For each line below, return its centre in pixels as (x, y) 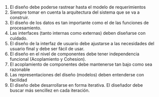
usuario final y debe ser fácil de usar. (47, 49)
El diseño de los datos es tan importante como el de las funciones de (79, 23)
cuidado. (19, 38)
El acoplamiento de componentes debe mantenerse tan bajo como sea (81, 64)
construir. (19, 17)
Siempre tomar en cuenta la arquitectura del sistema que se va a (75, 12)
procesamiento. (25, 28)
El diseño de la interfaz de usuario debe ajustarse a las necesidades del (82, 43)
